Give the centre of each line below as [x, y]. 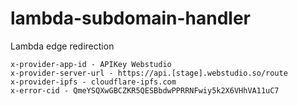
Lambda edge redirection [62, 46]
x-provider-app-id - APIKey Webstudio [91, 64]
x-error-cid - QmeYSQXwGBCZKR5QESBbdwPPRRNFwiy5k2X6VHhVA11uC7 [145, 90]
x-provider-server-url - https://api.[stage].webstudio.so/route [149, 73]
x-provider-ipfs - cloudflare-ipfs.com [93, 82]
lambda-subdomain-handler [131, 18]
